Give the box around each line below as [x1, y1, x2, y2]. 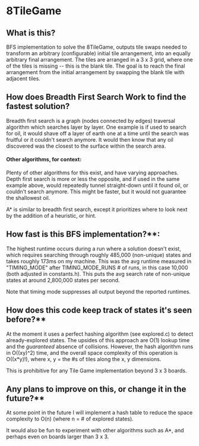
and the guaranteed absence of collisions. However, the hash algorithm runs [6, 343, 194, 350]
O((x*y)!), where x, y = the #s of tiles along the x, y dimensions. [6, 355, 162, 362]
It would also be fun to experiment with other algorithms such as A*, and [6, 427, 184, 434]
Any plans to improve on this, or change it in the [6, 384, 187, 394]
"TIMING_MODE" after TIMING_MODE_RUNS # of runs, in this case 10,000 [6, 264, 188, 271]
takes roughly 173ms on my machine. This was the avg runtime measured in [6, 257, 192, 265]
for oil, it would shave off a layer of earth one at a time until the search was [6, 129, 189, 137]
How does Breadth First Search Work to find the [6, 92, 187, 102]
